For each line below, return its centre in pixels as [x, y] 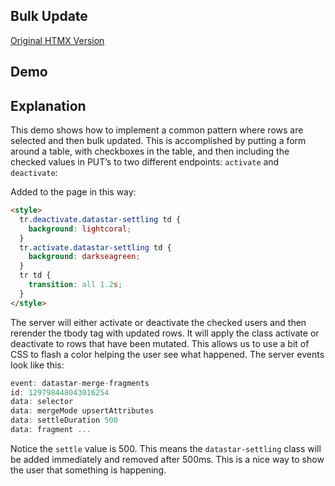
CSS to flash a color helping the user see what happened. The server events [167, 354]
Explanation [48, 105]
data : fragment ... [51, 430]
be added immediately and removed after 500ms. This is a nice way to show [167, 459]
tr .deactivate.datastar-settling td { [100, 219]
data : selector [42, 402]
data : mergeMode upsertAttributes [82, 411]
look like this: [37, 365]
